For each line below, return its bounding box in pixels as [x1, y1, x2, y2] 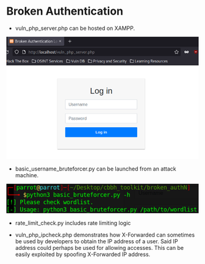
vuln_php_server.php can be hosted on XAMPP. [15, 24, 135, 32]
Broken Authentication [6, 4, 124, 18]
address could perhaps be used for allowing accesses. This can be [15, 244, 184, 252]
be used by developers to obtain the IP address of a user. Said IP [15, 238, 178, 245]
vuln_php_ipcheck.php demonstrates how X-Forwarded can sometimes [15, 231, 195, 239]
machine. [15, 171, 39, 178]
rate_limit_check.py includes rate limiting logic [15, 219, 131, 227]
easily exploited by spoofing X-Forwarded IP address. [15, 251, 151, 258]
